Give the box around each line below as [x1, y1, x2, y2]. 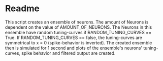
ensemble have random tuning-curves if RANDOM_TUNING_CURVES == [5, 29, 152, 35]
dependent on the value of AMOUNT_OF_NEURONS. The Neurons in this [5, 24, 152, 30]
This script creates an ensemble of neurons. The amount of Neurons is [5, 19, 149, 25]
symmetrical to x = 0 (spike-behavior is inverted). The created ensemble [5, 40, 152, 45]
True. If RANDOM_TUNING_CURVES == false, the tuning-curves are [5, 35, 142, 41]
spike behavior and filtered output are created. [21, 50, 116, 56]
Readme [5, 3, 40, 14]
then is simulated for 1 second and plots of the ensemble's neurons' [5, 45, 143, 51]
